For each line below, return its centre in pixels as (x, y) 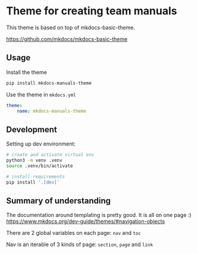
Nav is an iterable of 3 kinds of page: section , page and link (80, 244)
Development (32, 129)
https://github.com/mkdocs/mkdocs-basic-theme (67, 39)
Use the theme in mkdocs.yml (41, 94)
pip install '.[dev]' (33, 182)
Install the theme (27, 72)
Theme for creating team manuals (92, 11)
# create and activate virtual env (50, 155)
